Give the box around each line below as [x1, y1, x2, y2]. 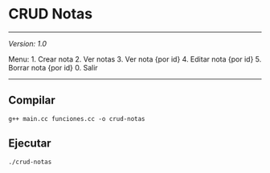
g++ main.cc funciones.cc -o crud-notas [8, 115, 146, 123]
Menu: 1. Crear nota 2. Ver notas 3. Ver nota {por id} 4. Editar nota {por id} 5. [8, 54, 262, 64]
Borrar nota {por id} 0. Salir [8, 62, 98, 72]
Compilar [8, 94, 55, 107]
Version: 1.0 [8, 38, 47, 48]
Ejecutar [8, 137, 51, 151]
